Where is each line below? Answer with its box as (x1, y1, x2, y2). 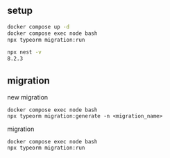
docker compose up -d (7, 23, 70, 30)
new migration (7, 93, 49, 101)
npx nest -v (7, 49, 42, 56)
